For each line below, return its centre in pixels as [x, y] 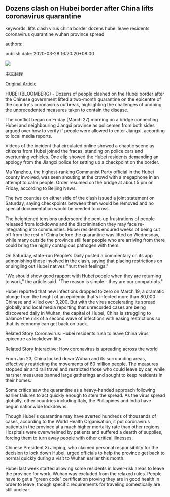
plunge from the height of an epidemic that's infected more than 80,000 [80, 296]
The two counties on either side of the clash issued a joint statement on [80, 198]
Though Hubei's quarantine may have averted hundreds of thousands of [81, 416]
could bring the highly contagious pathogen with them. [63, 245]
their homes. [19, 380]
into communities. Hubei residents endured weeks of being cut [94, 229]
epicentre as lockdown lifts [33, 339]
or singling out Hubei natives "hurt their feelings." [57, 266]
